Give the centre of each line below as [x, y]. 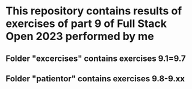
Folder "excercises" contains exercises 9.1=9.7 [96, 58]
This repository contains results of [94, 11]
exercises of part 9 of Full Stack [86, 24]
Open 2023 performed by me [80, 36]
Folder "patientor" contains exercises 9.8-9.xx [95, 79]
